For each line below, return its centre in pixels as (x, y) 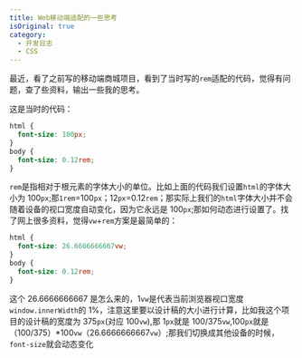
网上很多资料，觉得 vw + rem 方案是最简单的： (97, 221)
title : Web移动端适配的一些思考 (63, 18)
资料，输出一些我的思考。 (96, 90)
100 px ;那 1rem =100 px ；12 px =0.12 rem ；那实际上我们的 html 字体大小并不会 (160, 198)
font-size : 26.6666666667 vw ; (72, 247)
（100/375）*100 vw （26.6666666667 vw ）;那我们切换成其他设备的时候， (144, 333)
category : (28, 34)
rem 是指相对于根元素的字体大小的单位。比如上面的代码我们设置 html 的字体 (146, 187)
